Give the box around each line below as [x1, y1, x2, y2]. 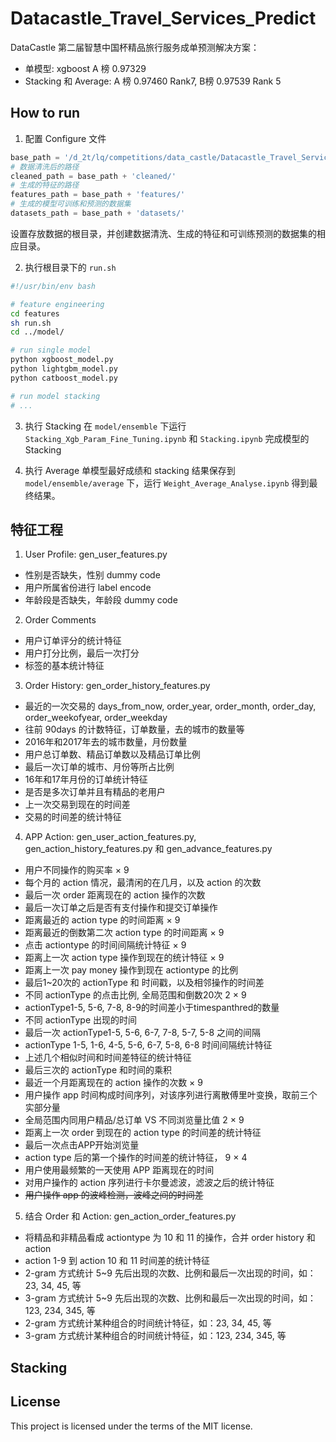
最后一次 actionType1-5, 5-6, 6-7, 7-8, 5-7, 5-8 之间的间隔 [24, 1027, 262, 1039]
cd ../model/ [10, 327, 65, 337]
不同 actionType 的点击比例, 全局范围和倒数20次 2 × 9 [24, 989, 247, 1001]
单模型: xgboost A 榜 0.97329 [24, 62, 147, 74]
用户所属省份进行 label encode [24, 582, 152, 594]
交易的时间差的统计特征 [24, 811, 122, 823]
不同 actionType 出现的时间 [24, 1014, 137, 1026]
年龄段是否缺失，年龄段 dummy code [24, 594, 178, 606]
